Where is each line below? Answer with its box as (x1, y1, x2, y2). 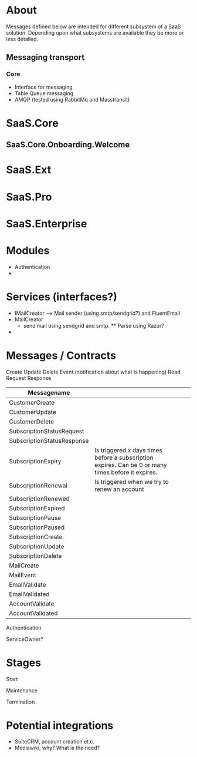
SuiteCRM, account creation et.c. (14, 738, 95, 745)
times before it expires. (94, 468, 158, 476)
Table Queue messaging (14, 89, 74, 97)
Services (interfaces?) (6, 290, 117, 303)
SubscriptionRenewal (9, 481, 67, 489)
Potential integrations (6, 719, 114, 732)
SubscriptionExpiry (9, 457, 62, 465)
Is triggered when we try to (94, 477, 169, 486)
